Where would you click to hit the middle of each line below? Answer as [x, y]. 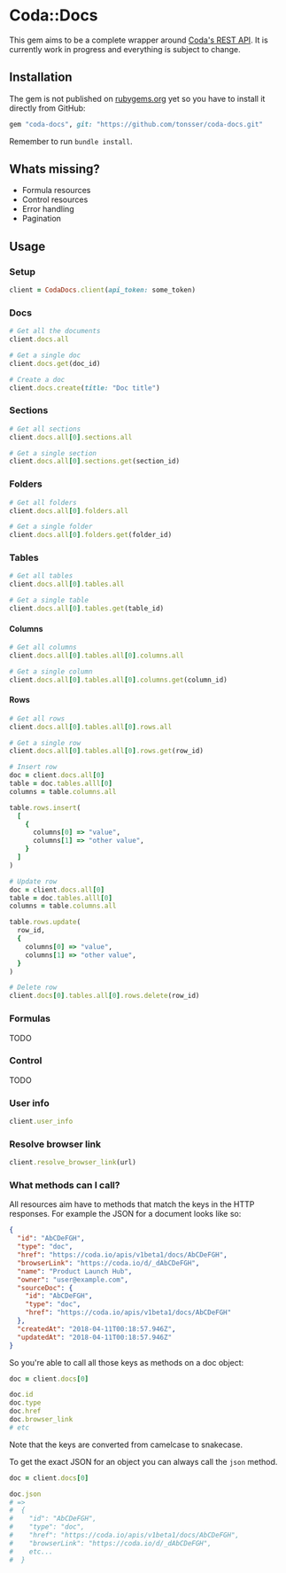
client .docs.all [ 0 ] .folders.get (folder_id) [91, 535]
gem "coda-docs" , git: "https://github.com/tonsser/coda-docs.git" [136, 124]
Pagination [42, 219]
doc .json [25, 1494]
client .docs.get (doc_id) [55, 363]
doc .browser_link [41, 1420]
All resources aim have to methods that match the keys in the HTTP [132, 1204]
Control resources [55, 199]
